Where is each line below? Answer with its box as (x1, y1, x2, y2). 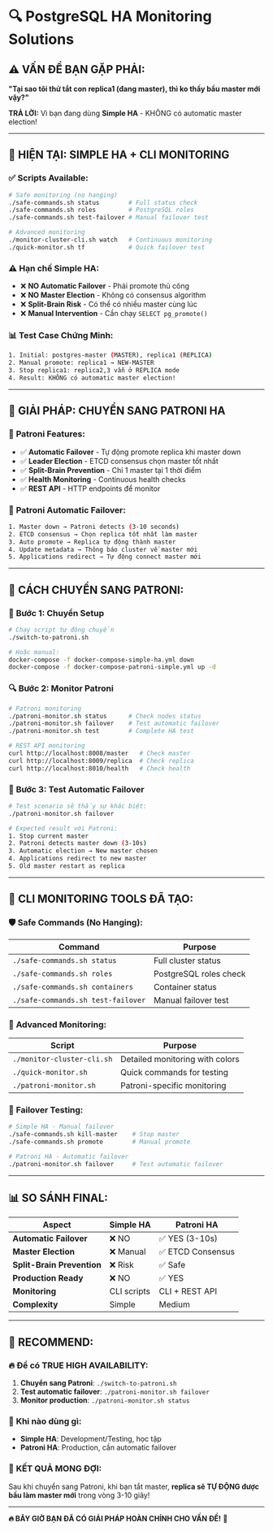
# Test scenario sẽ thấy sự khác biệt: (8, 802, 148, 810)
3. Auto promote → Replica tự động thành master (8, 538, 176, 546)
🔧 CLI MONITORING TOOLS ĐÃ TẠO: (8, 892, 193, 906)
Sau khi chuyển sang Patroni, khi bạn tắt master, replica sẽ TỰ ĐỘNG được (8, 1481, 260, 1491)
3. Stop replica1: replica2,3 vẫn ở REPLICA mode (8, 366, 180, 375)
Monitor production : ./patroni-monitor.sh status (19, 1395, 190, 1405)
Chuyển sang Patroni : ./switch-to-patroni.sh (19, 1378, 177, 1388)
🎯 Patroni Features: (8, 428, 85, 440)
